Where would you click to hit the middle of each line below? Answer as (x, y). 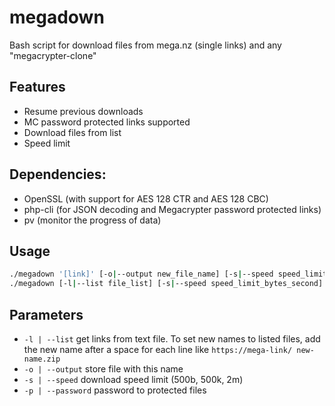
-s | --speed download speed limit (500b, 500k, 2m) (133, 379)
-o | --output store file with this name (103, 368)
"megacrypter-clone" (53, 55)
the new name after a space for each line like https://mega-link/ (158, 349)
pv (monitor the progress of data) (92, 220)
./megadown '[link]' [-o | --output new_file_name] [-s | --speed (141, 274)
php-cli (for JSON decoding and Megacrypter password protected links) (172, 209)
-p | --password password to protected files (115, 390)
